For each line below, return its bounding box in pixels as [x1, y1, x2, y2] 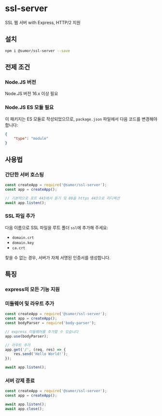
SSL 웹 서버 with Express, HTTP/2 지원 [5, 19, 81, 25]
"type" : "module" [14, 136, 49, 141]
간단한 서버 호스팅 [5, 171, 44, 178]
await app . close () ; [5, 406, 44, 411]
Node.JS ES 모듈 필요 [5, 104, 54, 111]
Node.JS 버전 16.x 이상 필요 [5, 91, 59, 97]
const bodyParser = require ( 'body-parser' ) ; [5, 321, 96, 326]
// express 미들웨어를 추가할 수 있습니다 [5, 329, 79, 334]
